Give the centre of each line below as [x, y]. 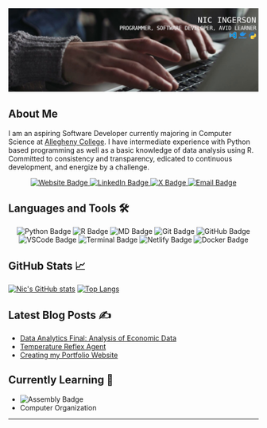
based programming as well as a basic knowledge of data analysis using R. [131, 150]
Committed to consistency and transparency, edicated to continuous [120, 158]
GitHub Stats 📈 [47, 266]
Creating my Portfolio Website [69, 355]
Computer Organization [58, 407]
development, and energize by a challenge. [79, 167]
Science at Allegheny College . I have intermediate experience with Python [129, 142]
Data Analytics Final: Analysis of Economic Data [98, 338]
